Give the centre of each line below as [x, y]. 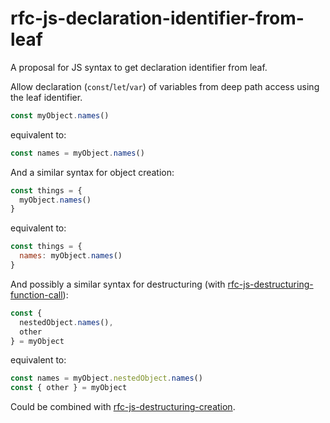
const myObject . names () [60, 115]
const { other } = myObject [69, 388]
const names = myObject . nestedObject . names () [106, 378]
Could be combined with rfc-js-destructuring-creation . [123, 407]
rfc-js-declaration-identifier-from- [157, 18]
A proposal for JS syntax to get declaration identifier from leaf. [139, 67]
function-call [36, 294]
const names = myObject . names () [77, 153]
